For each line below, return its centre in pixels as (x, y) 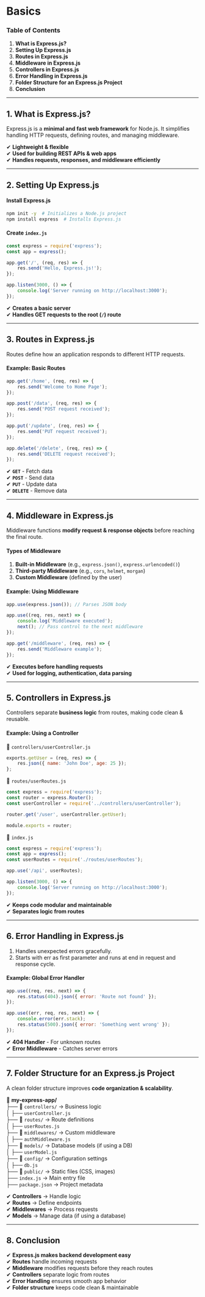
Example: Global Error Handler (45, 978)
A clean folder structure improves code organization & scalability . (90, 1088)
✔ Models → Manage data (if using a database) (66, 1215)
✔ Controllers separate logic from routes (58, 1274)
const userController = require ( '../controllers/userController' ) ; (94, 803)
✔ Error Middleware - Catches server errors (62, 1048)
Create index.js (27, 233)
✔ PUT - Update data (32, 484)
